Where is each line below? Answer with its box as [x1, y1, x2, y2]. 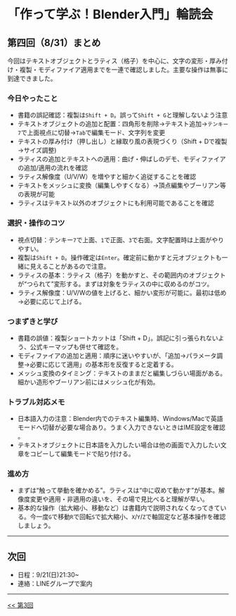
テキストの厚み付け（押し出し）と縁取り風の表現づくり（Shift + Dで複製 [17, 137, 228, 146]
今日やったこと [7, 93, 58, 103]
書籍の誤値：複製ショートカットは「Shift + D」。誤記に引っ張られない [17, 334, 218, 342]
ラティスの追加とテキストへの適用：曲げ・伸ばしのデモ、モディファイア [17, 155, 226, 163]
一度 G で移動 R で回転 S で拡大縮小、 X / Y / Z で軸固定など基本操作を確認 [36, 513, 226, 521]
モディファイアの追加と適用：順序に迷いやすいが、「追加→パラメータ [17, 351, 217, 360]
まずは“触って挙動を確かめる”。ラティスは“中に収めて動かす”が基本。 [17, 486, 219, 495]
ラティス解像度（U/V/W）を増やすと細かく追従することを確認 [17, 172, 197, 181]
